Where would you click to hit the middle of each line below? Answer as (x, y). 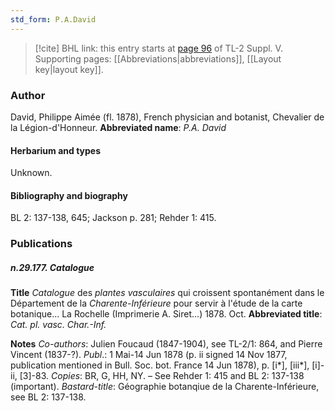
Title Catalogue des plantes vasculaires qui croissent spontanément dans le (167, 293)
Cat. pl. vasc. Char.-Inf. (58, 325)
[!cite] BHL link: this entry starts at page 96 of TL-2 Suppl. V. (158, 48)
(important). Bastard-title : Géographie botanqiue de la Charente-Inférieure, (165, 387)
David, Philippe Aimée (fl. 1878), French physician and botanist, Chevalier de (167, 117)
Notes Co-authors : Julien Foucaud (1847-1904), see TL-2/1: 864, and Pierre (166, 344)
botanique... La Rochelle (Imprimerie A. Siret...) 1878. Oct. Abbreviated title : (166, 314)
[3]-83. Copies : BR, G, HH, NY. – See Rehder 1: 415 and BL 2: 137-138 (162, 376)
